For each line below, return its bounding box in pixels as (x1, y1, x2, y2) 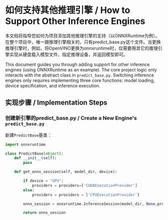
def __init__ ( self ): (14, 155, 57, 160)
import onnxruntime (5, 142, 46, 147)
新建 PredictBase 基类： (5, 132, 52, 138)
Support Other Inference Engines (5, 15, 145, 27)
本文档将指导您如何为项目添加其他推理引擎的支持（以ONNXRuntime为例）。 (5, 32, 160, 38)
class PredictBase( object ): (5, 151, 64, 156)
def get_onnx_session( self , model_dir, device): (14, 169, 117, 174)
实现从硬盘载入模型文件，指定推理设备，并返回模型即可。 (9, 51, 128, 57)
